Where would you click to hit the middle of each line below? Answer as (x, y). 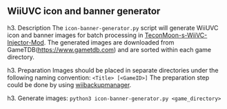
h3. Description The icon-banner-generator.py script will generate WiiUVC (113, 27)
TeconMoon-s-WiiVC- (176, 35)
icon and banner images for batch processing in (75, 35)
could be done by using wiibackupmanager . (69, 84)
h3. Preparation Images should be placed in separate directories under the (113, 70)
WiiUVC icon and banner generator (84, 11)
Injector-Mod (26, 42)
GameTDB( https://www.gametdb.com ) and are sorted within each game (109, 49)
